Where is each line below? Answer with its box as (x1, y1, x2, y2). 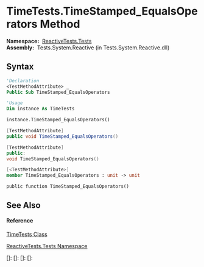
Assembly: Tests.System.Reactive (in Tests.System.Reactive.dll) (6, 44, 170, 51)
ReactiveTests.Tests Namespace (6, 242, 88, 249)
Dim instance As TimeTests (6, 105, 75, 112)
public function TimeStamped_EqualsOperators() (6, 183, 130, 190)
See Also (6, 200, 41, 210)
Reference (6, 217, 33, 224)
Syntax (6, 62, 34, 72)
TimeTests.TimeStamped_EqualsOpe (6, 4, 198, 18)
